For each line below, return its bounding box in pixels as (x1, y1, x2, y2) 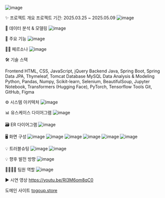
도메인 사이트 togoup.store (5, 188, 58, 193)
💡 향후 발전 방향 (5, 156, 36, 162)
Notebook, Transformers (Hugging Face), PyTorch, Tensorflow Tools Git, (5, 84, 152, 90)
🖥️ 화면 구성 (5, 133, 27, 139)
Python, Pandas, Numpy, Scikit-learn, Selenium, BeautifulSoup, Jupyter (5, 79, 150, 84)
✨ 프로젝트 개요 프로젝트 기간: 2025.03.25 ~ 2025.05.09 (5, 15, 116, 21)
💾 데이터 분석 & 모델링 (5, 25, 48, 31)
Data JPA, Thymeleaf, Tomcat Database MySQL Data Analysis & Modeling (5, 73, 155, 79)
